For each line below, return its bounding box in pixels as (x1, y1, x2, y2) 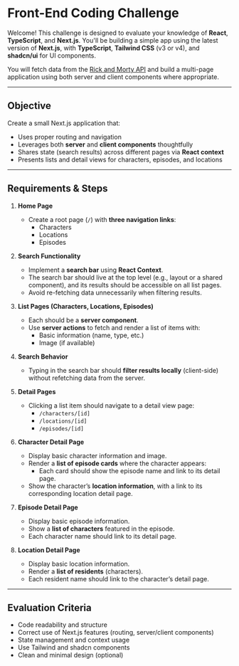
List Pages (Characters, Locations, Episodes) (17, 302, 154, 310)
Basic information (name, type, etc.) (38, 331, 144, 339)
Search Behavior (17, 352, 68, 361)
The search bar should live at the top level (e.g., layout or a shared (28, 273, 223, 282)
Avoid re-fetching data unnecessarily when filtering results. (28, 288, 203, 297)
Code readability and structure (17, 620, 108, 629)
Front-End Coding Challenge (7, 5, 179, 21)
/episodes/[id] (38, 425, 84, 432)
